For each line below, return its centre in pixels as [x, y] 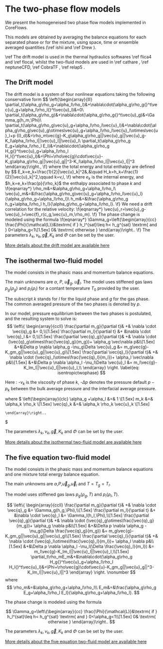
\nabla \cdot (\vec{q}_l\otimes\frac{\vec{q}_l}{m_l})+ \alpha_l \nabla [77, 541]
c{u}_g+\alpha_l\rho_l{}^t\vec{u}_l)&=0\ [44, 109]
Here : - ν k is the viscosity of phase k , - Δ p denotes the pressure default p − [80, 383]
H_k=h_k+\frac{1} [121, 172]
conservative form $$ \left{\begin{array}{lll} [49, 99]
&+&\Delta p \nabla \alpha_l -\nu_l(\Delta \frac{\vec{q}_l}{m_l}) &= [89, 546]
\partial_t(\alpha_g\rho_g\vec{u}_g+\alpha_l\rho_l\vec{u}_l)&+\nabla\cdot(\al [81, 125]
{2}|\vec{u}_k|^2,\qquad [29, 177]
